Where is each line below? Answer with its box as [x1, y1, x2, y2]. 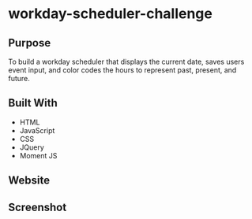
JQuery [19, 143, 45, 152]
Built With [8, 96, 58, 110]
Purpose [8, 36, 51, 50]
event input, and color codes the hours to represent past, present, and [8, 65, 237, 75]
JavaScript [19, 125, 55, 135]
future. [8, 74, 30, 83]
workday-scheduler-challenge [8, 5, 213, 23]
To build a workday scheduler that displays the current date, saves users [8, 57, 245, 66]
